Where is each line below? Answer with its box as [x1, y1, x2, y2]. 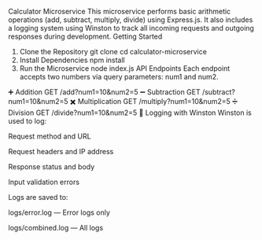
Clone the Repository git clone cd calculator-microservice [19, 47, 207, 56]
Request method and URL [8, 131, 92, 141]
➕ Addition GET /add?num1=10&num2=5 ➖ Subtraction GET [8, 87, 201, 97]
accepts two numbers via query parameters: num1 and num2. [19, 72, 219, 81]
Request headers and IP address [8, 147, 114, 156]
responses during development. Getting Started [8, 31, 163, 41]
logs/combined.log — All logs [8, 223, 104, 232]
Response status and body [8, 162, 95, 172]
